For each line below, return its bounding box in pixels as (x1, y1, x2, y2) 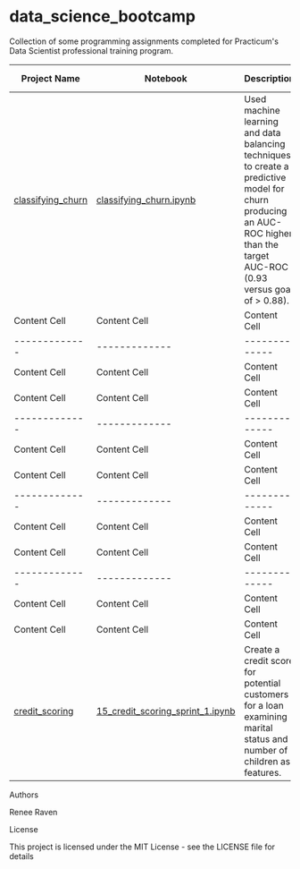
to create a (244, 159, 289, 172)
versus (244, 283, 273, 295)
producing (244, 204, 287, 217)
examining (244, 710, 287, 722)
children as (244, 754, 291, 767)
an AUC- (244, 216, 283, 228)
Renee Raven (9, 806, 58, 817)
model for (244, 182, 285, 194)
